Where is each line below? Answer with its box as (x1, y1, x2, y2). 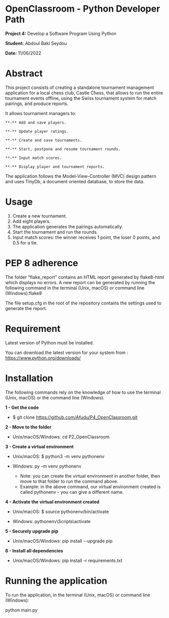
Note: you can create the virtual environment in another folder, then (20, 473, 160, 479)
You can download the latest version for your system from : (5, 349, 129, 355)
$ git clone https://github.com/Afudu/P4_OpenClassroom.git (12, 414, 138, 420)
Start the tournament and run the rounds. (12, 229, 98, 235)
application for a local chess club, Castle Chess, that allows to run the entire (5, 89, 163, 96)
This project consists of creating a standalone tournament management (5, 84, 154, 90)
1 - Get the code (5, 404, 39, 410)
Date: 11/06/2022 (5, 50, 41, 56)
